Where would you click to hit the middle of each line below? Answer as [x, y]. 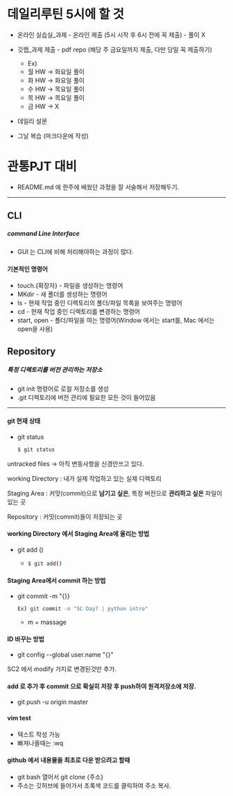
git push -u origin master [53, 702]
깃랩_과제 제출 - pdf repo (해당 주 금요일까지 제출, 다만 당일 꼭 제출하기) [115, 49]
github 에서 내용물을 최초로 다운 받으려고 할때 [69, 760]
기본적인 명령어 [28, 269]
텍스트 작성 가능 [38, 734]
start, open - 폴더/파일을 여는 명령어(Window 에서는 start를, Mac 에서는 [116, 321]
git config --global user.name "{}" [65, 655]
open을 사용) [35, 329]
